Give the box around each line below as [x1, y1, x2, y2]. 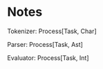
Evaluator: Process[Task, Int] [7, 53, 89, 62]
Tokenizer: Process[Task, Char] [7, 27, 97, 35]
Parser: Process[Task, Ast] [7, 40, 83, 48]
